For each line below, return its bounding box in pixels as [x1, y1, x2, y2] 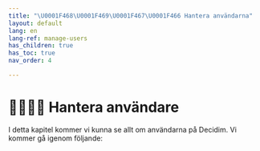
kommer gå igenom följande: [8, 133, 103, 143]
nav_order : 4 [8, 57, 52, 65]
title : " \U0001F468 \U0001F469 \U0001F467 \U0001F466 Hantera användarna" [8, 11, 253, 20]
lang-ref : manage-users [8, 34, 88, 43]
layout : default [8, 19, 63, 27]
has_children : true [8, 42, 74, 50]
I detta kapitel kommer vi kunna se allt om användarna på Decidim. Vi [8, 124, 237, 134]
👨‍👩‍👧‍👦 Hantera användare [8, 98, 180, 116]
